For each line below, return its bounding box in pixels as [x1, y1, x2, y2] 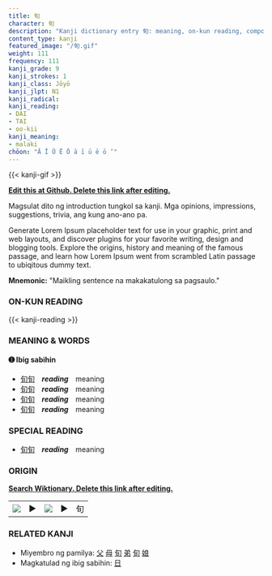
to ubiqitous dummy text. [8, 260, 91, 270]
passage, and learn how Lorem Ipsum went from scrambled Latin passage [8, 251, 256, 261]
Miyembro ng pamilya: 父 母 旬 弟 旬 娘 [19, 548, 150, 557]
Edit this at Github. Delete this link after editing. [8, 186, 171, 196]
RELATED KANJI [8, 528, 74, 539]
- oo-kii [8, 125, 38, 133]
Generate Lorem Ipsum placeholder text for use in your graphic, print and [8, 226, 253, 235]
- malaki [8, 140, 38, 148]
